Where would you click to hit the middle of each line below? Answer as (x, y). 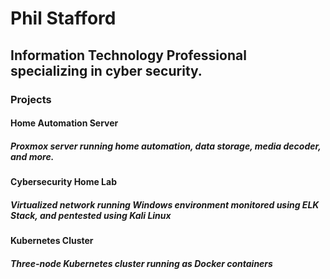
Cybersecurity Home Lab (63, 182)
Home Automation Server (64, 123)
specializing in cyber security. (106, 70)
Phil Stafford (63, 18)
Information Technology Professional (128, 55)
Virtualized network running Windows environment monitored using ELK (165, 204)
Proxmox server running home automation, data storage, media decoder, (166, 146)
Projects (31, 99)
